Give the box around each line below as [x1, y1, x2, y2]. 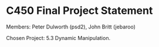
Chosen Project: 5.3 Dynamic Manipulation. [6, 34, 110, 41]
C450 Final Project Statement [6, 4, 153, 17]
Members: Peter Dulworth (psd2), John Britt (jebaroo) [6, 23, 136, 30]
